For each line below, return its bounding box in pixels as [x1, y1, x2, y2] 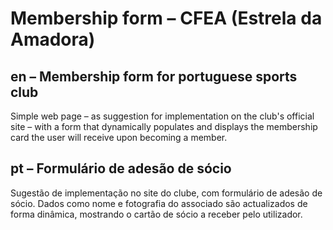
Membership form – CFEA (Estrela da [10, 7, 323, 30]
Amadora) [10, 28, 96, 51]
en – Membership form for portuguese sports [10, 68, 298, 85]
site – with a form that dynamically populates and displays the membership [10, 121, 318, 132]
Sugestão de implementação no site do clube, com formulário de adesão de [10, 187, 323, 199]
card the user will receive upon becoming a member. [10, 132, 228, 143]
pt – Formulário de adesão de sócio [10, 160, 232, 177]
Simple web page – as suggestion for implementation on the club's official [10, 110, 315, 122]
